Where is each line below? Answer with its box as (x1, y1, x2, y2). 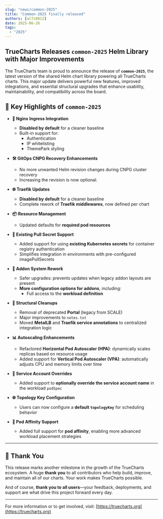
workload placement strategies (19, 433, 81, 439)
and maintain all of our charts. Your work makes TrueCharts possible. (5, 475, 143, 481)
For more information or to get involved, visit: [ (5, 503, 98, 509)
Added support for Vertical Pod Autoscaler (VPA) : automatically (19, 356, 149, 362)
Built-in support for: (19, 130, 59, 136)
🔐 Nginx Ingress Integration (12, 115, 69, 121)
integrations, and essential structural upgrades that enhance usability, (5, 83, 145, 89)
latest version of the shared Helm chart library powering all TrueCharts (5, 73, 146, 79)
